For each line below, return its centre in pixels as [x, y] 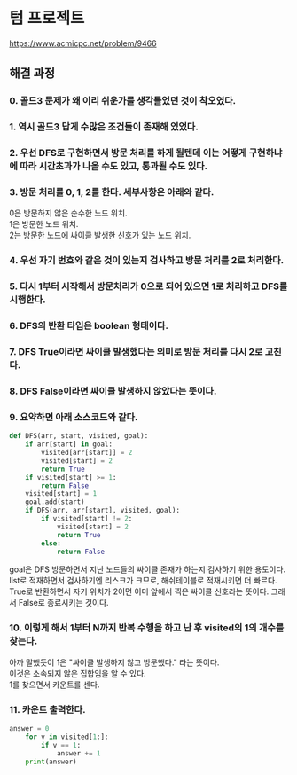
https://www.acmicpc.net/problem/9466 [83, 43]
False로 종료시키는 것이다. [63, 603]
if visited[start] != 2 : [87, 519]
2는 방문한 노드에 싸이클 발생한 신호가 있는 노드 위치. [100, 235]
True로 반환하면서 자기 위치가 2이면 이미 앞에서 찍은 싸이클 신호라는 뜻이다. [139, 591]
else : [51, 543]
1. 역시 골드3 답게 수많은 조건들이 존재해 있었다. [104, 127]
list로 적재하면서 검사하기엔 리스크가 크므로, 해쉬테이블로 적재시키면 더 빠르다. [143, 581]
